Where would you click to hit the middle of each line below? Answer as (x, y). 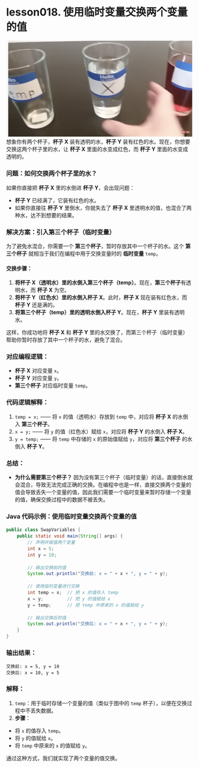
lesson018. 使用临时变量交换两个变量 (97, 12)
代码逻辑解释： (28, 403)
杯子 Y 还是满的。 (36, 305)
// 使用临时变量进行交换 (54, 586)
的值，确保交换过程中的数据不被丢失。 (61, 499)
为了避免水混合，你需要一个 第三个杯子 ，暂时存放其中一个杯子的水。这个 (95, 246)
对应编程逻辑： (28, 357)
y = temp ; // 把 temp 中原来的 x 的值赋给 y (86, 605)
